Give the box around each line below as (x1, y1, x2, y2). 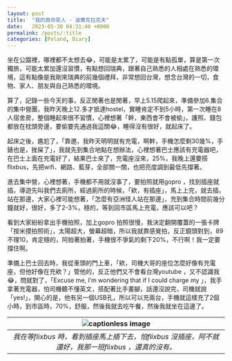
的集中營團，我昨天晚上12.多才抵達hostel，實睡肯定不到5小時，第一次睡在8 (7, 105, 222, 113)
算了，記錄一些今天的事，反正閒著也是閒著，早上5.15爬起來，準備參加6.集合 (7, 96, 223, 104)
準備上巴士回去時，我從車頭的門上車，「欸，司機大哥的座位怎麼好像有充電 (7, 259, 216, 267)
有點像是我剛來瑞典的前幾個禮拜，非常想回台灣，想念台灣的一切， (25, 73, 213, 82)
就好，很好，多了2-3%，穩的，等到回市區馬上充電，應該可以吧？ (12, 203, 199, 212)
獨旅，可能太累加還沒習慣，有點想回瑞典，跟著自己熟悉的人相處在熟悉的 (7, 64, 213, 73)
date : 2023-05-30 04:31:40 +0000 (7, 23, 110, 30)
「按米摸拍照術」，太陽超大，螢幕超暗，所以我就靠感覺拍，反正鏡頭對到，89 (7, 227, 224, 235)
